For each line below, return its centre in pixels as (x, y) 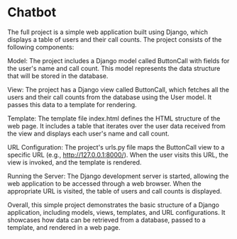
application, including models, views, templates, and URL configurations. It (116, 212)
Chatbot (32, 12)
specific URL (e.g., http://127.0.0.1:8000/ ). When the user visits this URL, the (118, 155)
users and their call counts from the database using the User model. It (110, 97)
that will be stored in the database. (58, 76)
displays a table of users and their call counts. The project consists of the (115, 39)
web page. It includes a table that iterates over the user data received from (116, 126)
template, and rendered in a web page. (64, 227)
